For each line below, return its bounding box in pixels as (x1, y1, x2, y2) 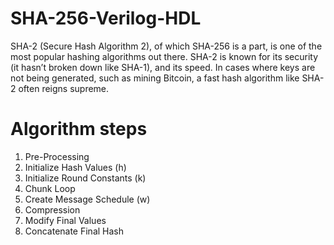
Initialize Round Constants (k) (24, 172, 147, 184)
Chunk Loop (24, 182, 76, 194)
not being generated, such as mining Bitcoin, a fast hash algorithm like (10, 72, 300, 84)
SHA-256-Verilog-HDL (10, 7, 202, 30)
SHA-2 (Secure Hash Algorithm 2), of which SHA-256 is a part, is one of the (10, 40, 323, 52)
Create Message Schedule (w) (24, 193, 151, 205)
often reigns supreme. (18, 82, 110, 94)
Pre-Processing (24, 150, 90, 162)
